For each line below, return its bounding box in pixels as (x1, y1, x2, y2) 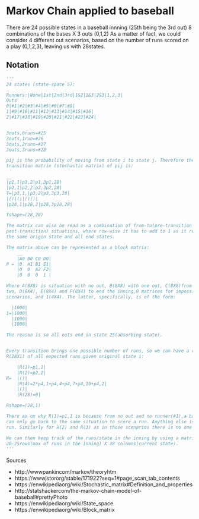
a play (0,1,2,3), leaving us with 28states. (6, 43, 105, 50)
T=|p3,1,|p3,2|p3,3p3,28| (6, 190, 70, 196)
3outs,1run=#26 (6, 136, 44, 141)
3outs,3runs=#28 (6, 147, 46, 153)
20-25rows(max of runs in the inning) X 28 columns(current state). (6, 441, 179, 446)
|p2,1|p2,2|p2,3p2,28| (6, 184, 62, 191)
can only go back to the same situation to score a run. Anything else (6, 419, 187, 424)
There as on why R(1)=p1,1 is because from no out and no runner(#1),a (6, 413, 187, 419)
